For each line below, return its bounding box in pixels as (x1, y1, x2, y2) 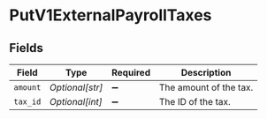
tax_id (13, 97, 42, 107)
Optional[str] (50, 81, 103, 93)
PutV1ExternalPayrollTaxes (9, 5, 212, 26)
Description (180, 67, 232, 78)
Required (111, 67, 151, 78)
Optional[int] (50, 96, 103, 108)
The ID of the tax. (158, 96, 232, 108)
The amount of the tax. (158, 81, 254, 93)
